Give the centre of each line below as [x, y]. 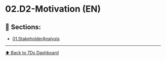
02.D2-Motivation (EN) [53, 9]
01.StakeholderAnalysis [36, 39]
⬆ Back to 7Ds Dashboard [32, 53]
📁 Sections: [23, 27]
